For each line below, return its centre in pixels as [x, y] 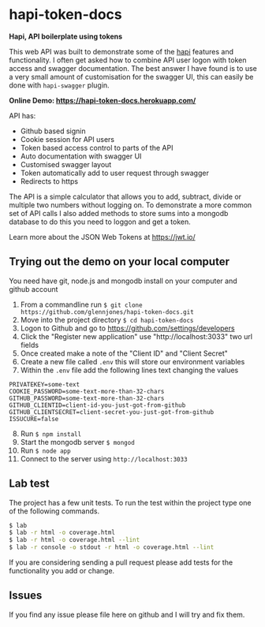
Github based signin [53, 131]
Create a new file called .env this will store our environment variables [132, 361]
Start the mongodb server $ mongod [77, 442]
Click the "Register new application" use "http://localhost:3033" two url [136, 336]
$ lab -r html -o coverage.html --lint [75, 540]
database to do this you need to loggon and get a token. [100, 222]
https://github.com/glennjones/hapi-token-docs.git [107, 312]
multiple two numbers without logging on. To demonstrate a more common [131, 205]
